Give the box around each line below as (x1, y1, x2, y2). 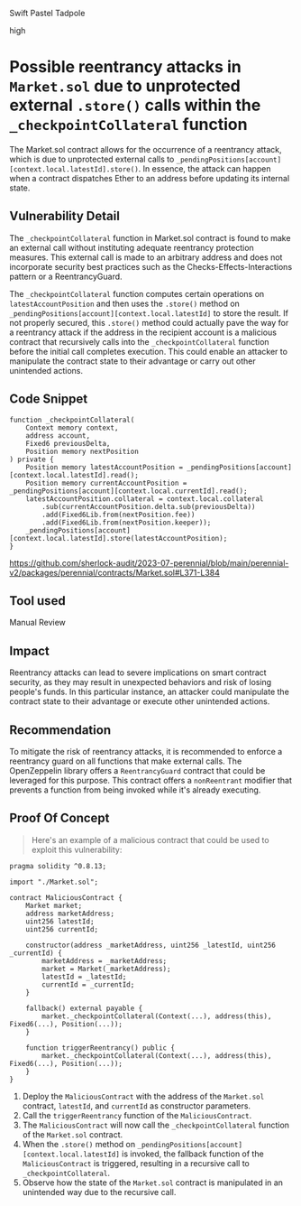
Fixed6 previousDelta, (25, 439, 111, 448)
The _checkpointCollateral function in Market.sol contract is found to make (9, 232, 291, 243)
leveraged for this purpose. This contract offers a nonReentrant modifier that (9, 775, 293, 785)
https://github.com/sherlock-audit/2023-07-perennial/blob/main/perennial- (9, 557, 289, 568)
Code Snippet (9, 392, 88, 407)
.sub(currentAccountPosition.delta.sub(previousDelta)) (41, 502, 256, 511)
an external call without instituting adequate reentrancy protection (9, 242, 254, 253)
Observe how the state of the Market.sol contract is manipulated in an (22, 1177, 284, 1188)
